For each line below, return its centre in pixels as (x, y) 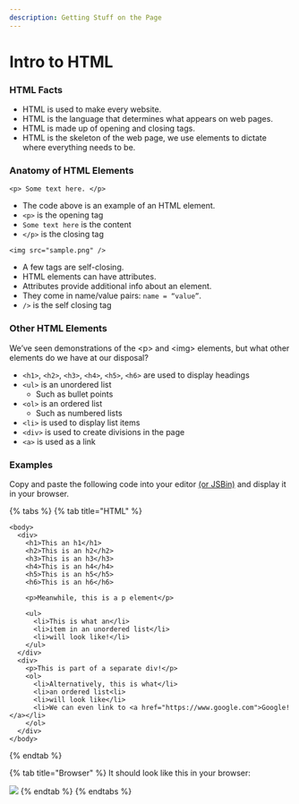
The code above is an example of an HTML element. (119, 206)
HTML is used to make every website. (92, 109)
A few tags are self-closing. (73, 267)
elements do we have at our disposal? (79, 357)
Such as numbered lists (79, 413)
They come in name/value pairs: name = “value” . (112, 295)
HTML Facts (36, 90)
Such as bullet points (74, 394)
